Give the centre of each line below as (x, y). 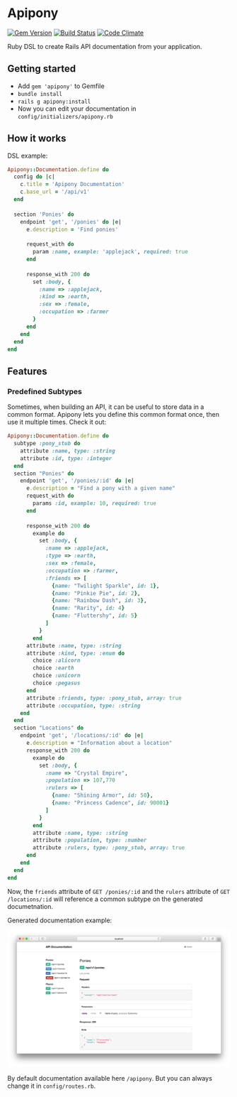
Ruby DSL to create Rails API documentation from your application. (105, 46)
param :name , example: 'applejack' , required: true (111, 252)
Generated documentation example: (60, 920)
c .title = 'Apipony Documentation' (73, 185)
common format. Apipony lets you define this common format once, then (114, 415)
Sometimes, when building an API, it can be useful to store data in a (106, 407)
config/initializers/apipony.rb (65, 116)
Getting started (42, 69)
